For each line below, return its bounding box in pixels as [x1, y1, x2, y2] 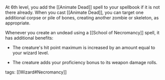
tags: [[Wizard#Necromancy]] [5, 69, 67, 75]
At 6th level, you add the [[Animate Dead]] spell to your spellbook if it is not [5, 4, 160, 10]
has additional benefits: [5, 35, 53, 41]
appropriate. [5, 20, 31, 26]
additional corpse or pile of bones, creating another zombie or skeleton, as [5, 15, 159, 20]
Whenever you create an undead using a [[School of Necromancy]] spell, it [5, 30, 160, 35]
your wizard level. [12, 50, 49, 56]
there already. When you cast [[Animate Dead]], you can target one [5, 9, 144, 15]
